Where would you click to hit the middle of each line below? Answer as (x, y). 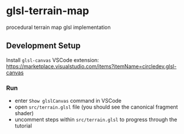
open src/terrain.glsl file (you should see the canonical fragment (96, 107)
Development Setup (43, 46)
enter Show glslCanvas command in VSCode (68, 101)
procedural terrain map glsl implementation (58, 27)
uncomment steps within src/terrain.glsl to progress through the (96, 120)
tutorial (23, 126)
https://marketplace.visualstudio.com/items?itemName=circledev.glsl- (91, 66)
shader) (24, 113)
